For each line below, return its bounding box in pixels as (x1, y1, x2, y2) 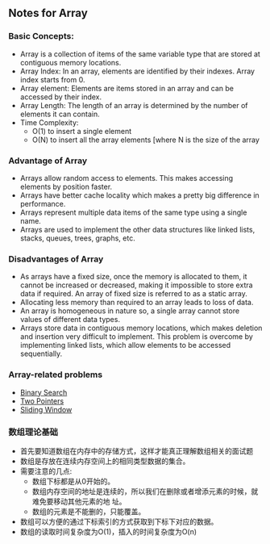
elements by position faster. (19, 182, 113, 191)
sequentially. (19, 349, 63, 358)
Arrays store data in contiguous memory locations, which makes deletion (19, 323, 263, 333)
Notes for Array (8, 6, 89, 20)
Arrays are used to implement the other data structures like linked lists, (19, 224, 255, 234)
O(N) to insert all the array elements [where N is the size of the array (31, 135, 260, 144)
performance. (19, 199, 66, 208)
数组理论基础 (8, 426, 59, 437)
